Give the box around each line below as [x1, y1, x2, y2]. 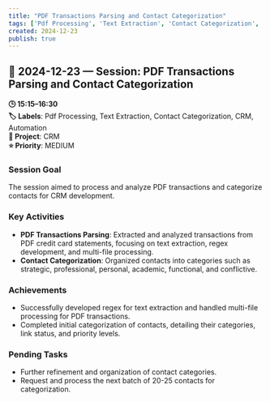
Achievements [8, 284, 67, 296]
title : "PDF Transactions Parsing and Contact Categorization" [8, 11, 227, 20]
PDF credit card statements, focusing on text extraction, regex [19, 238, 229, 248]
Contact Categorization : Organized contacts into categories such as [19, 255, 251, 265]
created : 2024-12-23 [8, 27, 79, 35]
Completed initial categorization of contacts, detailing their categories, [19, 319, 255, 329]
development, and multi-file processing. [19, 246, 154, 256]
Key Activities [8, 212, 65, 223]
